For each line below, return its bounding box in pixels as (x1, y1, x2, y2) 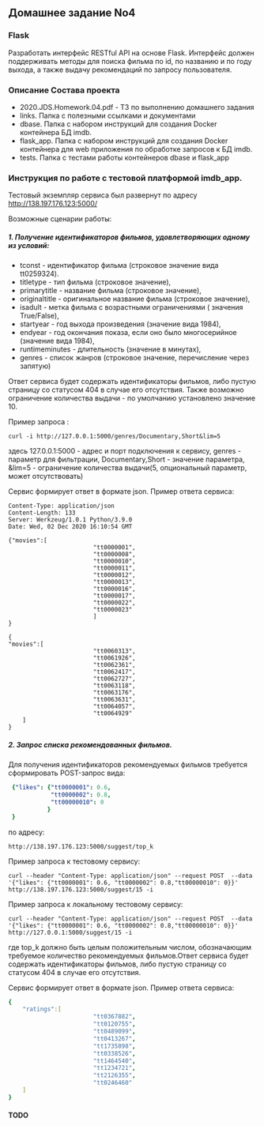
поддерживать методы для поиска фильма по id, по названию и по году (8, 56, 252, 66)
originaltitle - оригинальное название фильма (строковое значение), (19, 294, 251, 303)
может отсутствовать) (8, 472, 84, 481)
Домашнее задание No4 (8, 6, 136, 20)
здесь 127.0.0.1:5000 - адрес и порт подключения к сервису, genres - (8, 446, 241, 456)
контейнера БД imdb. (19, 127, 92, 137)
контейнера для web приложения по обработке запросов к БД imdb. (19, 144, 253, 153)
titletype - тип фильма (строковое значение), (19, 277, 172, 287)
